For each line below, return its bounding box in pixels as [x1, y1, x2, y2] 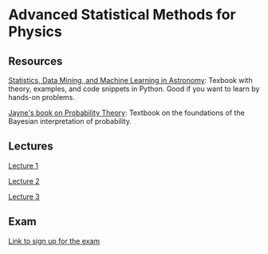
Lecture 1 [8, 161, 38, 170]
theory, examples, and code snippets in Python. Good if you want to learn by [8, 84, 260, 93]
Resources [8, 54, 63, 68]
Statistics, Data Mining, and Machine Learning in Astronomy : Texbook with [8, 76, 253, 85]
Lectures [8, 140, 53, 153]
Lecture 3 [8, 192, 40, 201]
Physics [8, 22, 62, 41]
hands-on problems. [8, 93, 76, 101]
